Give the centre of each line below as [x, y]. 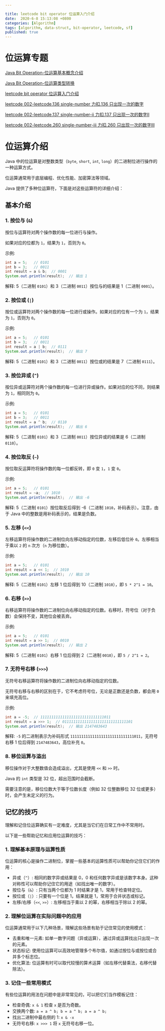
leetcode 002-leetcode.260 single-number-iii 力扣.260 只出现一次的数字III [80, 125]
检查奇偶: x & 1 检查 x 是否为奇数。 [48, 1005]
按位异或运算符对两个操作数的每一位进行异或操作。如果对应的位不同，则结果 [82, 387]
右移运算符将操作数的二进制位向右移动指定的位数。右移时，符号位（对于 [78, 610]
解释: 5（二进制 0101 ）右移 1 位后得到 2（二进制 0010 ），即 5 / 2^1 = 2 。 [79, 655]
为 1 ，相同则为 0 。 [24, 393]
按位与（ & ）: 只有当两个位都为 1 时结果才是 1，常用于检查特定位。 [78, 890]
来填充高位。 [18, 697]
